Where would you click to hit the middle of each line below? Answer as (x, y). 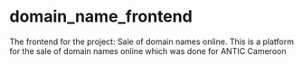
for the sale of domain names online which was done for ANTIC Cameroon (148, 50)
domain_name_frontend (101, 17)
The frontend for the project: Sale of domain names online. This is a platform (151, 41)
